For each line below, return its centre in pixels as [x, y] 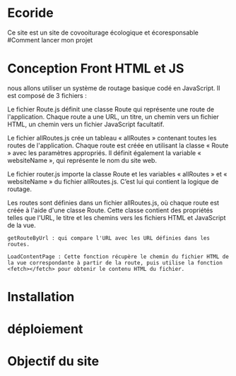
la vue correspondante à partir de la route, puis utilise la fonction [115, 262]
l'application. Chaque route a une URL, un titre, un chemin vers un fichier [113, 116]
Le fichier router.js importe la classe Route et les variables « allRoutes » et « [117, 174]
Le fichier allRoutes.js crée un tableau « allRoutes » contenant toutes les [112, 138]
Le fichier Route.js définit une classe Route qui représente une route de [111, 109]
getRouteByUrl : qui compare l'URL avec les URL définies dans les [109, 238]
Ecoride [31, 13]
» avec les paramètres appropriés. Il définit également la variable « [104, 152]
